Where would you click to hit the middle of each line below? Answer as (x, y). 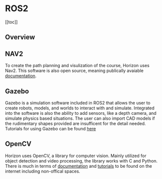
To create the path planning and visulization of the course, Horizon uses (77, 66)
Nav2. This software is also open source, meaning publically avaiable (74, 71)
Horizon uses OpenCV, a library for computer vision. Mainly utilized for (76, 156)
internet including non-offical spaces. (43, 171)
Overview (20, 37)
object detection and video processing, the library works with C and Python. (81, 161)
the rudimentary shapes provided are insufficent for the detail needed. (75, 123)
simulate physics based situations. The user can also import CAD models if (80, 118)
